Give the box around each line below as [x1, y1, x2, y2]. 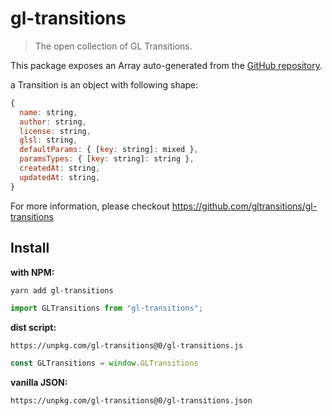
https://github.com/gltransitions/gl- [171, 200, 318, 212]
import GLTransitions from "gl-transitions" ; [10, 303, 203, 314]
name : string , [19, 107, 78, 117]
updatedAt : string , [19, 172, 101, 182]
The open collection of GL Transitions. [34, 40, 193, 52]
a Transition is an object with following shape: [10, 78, 199, 91]
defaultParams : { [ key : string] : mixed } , [19, 145, 199, 155]
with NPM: [10, 266, 55, 278]
